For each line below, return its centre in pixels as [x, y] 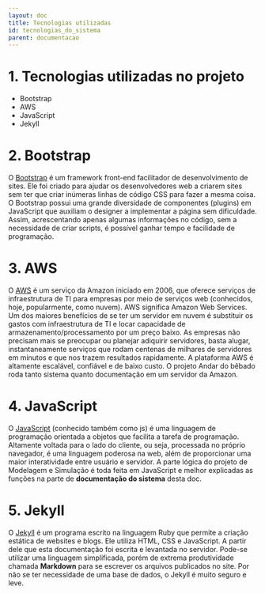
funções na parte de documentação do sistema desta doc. [105, 479]
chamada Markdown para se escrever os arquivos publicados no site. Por [129, 566]
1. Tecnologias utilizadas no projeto [127, 77]
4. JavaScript [53, 406]
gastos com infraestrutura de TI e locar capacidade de [97, 324]
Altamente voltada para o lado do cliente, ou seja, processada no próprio [127, 445]
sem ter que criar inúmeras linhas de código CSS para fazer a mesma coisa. [132, 195]
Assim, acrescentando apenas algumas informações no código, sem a [123, 220]
